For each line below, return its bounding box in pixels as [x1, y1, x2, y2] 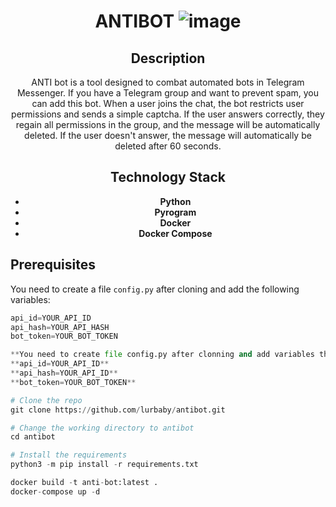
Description [130, 50, 206, 67]
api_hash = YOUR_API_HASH [10, 322, 110, 332]
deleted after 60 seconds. [114, 140, 222, 152]
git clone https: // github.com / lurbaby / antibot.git [10, 405, 226, 415]
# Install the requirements [10, 450, 128, 460]
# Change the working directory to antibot [10, 423, 195, 433]
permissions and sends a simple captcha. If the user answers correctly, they [11, 108, 325, 120]
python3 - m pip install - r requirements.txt [10, 460, 199, 470]
